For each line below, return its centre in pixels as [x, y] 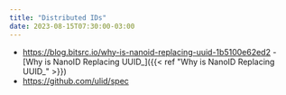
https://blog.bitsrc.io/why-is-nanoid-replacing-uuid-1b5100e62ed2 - [149, 52]
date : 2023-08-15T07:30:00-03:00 [72, 26]
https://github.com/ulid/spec [75, 81]
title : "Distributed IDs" [58, 18]
